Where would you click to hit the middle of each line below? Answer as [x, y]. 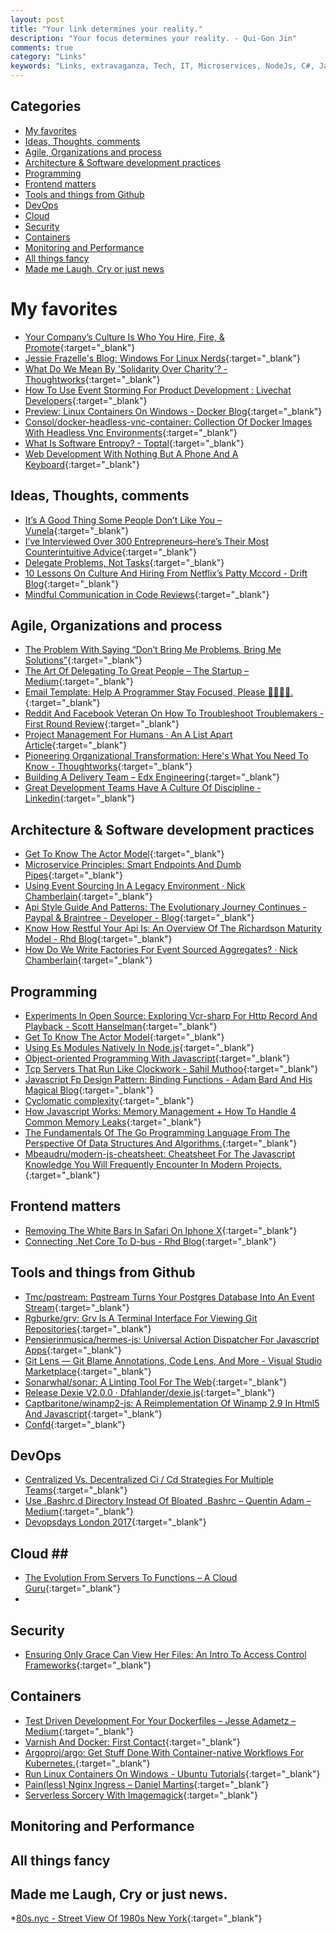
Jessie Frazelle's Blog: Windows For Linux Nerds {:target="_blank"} [162, 358]
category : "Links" [48, 57]
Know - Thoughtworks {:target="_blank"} [108, 767]
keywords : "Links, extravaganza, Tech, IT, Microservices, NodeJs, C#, [162, 66]
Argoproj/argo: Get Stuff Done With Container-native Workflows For [164, 1752]
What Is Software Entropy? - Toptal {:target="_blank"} [134, 443]
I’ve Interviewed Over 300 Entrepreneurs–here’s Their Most [147, 541]
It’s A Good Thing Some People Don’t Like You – [123, 520]
